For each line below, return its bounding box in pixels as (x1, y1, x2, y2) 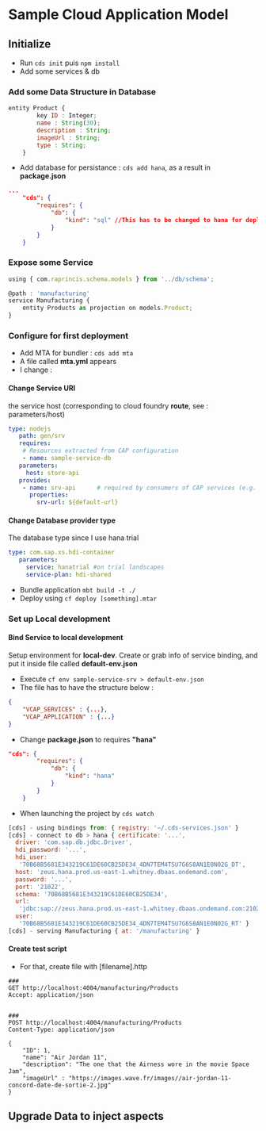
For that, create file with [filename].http (19, 962, 148, 971)
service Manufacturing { (8, 297, 90, 305)
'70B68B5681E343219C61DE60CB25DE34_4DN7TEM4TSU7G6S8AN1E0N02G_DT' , (18, 861, 246, 869)
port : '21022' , (15, 883, 66, 891)
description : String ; (36, 126, 112, 134)
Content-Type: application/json (8, 1026, 115, 1033)
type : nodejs (8, 424, 51, 433)
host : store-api (25, 469, 80, 477)
